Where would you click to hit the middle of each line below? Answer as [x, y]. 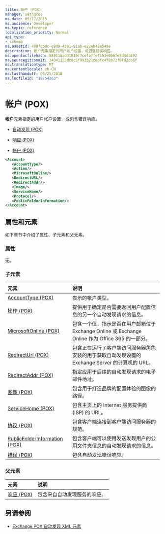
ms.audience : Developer [29, 23]
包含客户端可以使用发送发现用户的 [111, 438]
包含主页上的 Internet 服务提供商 [110, 405]
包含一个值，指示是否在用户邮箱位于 [114, 324]
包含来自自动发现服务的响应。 [72, 495]
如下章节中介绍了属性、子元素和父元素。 [46, 235]
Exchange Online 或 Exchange [107, 331]
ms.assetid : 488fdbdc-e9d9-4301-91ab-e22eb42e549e [58, 46]
